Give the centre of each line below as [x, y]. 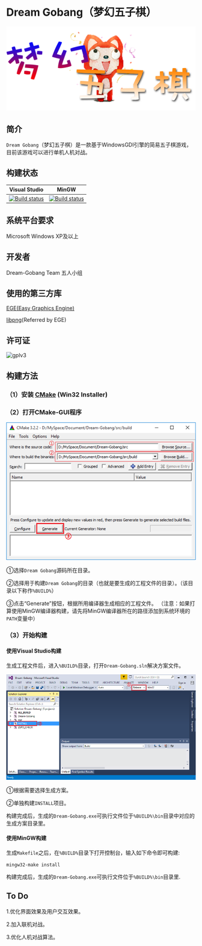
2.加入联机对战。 [27, 924]
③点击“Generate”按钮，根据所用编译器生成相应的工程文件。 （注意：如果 [98, 603]
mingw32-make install [33, 865]
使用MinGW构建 [26, 838]
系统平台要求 [30, 221]
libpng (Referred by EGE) [36, 320]
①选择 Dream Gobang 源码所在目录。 [50, 570]
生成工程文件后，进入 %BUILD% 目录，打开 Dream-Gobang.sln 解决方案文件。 [95, 665]
